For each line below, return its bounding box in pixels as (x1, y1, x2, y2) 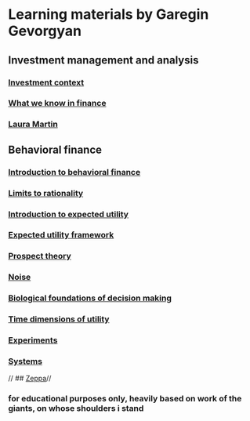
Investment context (8, 77, 85, 88)
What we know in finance (8, 98, 107, 109)
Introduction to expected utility (8, 209, 129, 220)
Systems (8, 355, 43, 366)
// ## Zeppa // (8, 374, 52, 383)
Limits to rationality (8, 187, 84, 198)
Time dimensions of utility (8, 314, 110, 325)
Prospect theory (8, 251, 72, 262)
